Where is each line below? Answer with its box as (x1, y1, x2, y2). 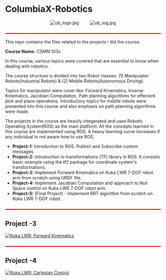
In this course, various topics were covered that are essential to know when (5, 58, 159, 64)
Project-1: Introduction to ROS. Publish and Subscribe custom (12, 143, 138, 149)
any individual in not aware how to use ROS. (5, 134, 95, 140)
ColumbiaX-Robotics (5, 3, 93, 15)
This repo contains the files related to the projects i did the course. (5, 38, 141, 45)
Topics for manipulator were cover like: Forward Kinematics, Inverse (5, 87, 144, 93)
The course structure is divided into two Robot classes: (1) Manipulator (5, 72, 149, 78)
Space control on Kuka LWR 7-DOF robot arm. (12, 185, 107, 191)
